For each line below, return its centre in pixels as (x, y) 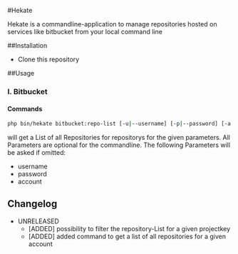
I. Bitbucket (27, 91)
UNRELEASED (38, 221)
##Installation (27, 45)
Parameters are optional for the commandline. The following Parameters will (119, 145)
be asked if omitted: (37, 152)
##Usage (21, 73)
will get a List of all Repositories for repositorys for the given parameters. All (119, 137)
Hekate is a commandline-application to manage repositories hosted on (112, 24)
